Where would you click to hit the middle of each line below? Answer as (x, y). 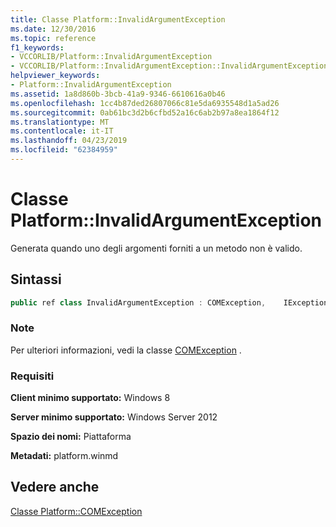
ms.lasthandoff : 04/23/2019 (69, 141)
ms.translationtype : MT (60, 122)
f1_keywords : (37, 47)
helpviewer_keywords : (55, 76)
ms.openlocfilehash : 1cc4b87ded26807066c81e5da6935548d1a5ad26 (145, 103)
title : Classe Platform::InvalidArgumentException (118, 19)
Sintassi (36, 279)
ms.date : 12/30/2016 (53, 29)
